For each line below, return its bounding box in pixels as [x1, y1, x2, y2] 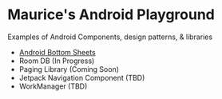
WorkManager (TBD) [18, 81, 88, 91]
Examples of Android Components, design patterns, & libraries [7, 32, 213, 42]
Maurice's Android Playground [7, 6, 215, 24]
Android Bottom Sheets [18, 47, 97, 57]
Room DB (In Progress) [18, 56, 95, 65]
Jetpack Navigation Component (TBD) [18, 73, 145, 82]
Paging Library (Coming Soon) [18, 64, 120, 73]
